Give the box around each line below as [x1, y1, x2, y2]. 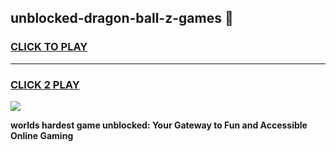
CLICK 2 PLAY [10, 77, 80, 91]
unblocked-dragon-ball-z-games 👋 [10, 10, 234, 27]
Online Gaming [10, 129, 74, 141]
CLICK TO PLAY [10, 40, 88, 54]
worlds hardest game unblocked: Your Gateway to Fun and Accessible [10, 119, 308, 131]
